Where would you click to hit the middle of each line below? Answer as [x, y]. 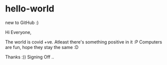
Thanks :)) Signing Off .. [30, 57]
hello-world [30, 9]
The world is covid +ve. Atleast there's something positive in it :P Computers [84, 42]
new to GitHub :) [22, 22]
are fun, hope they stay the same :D [42, 47]
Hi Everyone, [18, 32]
